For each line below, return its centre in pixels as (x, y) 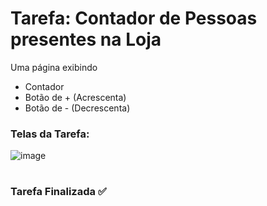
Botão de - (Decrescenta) (77, 108)
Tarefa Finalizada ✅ (58, 192)
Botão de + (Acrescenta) (75, 97)
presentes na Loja (86, 39)
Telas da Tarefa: (50, 134)
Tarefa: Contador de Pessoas (134, 18)
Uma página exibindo (54, 67)
